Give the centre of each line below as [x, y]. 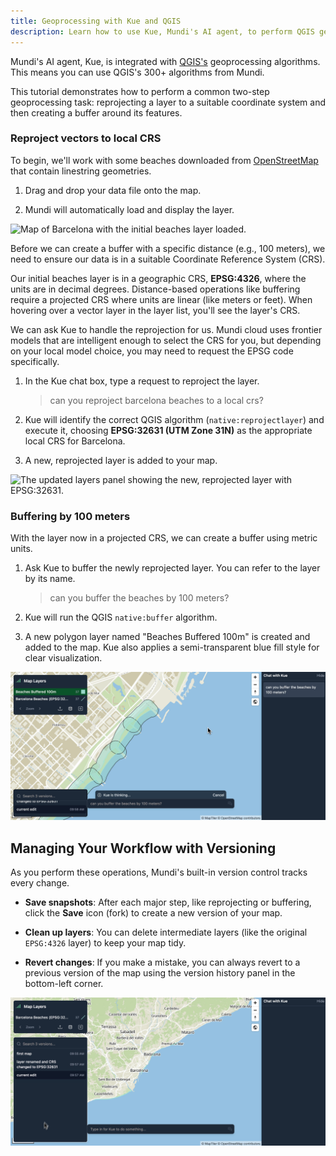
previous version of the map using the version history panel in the [160, 973]
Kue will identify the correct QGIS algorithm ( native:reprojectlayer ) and [174, 419]
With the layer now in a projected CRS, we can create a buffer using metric [164, 538]
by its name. [50, 579]
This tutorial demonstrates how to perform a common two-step [140, 91]
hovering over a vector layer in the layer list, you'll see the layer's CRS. [155, 310]
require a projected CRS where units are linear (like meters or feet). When [161, 299]
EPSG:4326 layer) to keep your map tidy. [105, 943]
